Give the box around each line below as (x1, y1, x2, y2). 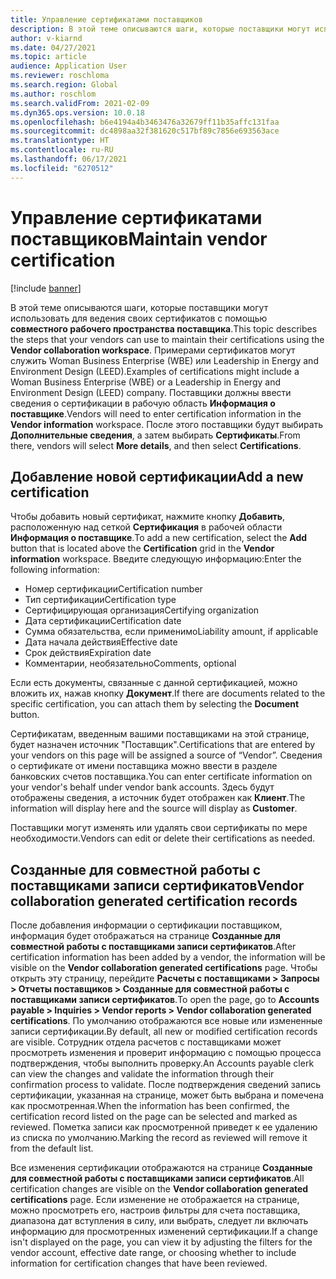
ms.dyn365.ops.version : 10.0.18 (10, 107, 145, 118)
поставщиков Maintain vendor (10, 227, 268, 250)
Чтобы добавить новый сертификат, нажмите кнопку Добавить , (10, 511, 286, 523)
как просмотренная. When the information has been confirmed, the (10, 1100, 290, 1112)
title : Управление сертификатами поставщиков (10, 14, 203, 25)
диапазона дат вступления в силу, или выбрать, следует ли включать (10, 1215, 309, 1227)
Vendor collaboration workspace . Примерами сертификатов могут (10, 344, 296, 356)
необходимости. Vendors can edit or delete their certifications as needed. (10, 832, 316, 845)
